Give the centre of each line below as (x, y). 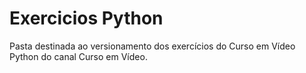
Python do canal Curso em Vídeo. (78, 56)
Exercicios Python (86, 18)
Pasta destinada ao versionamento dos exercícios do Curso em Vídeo (152, 46)
